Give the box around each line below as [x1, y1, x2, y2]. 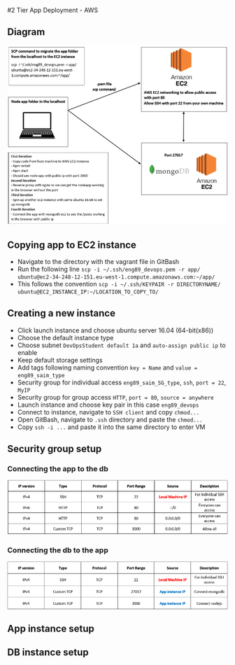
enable [17, 348, 38, 356]
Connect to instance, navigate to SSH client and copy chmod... [17, 407, 200, 416]
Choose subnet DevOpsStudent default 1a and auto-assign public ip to [17, 341, 226, 349]
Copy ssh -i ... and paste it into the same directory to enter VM [17, 423, 206, 431]
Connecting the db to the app [7, 545, 108, 555]
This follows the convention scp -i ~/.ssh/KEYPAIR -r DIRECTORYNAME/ [17, 279, 221, 288]
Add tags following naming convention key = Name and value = [17, 363, 198, 372]
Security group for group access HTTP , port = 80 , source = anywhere [17, 393, 215, 401]
